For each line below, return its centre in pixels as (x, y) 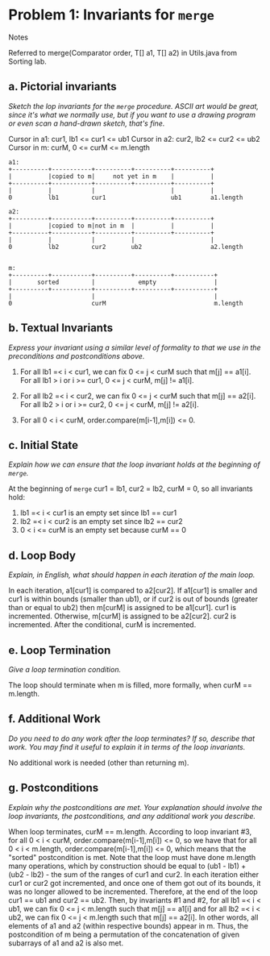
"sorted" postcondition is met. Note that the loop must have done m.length (132, 857)
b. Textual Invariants (61, 328)
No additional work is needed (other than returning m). (99, 763)
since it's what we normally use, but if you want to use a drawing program (132, 114)
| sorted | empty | (113, 282)
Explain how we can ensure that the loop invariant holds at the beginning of (134, 464)
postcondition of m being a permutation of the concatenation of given (124, 934)
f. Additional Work (54, 719)
